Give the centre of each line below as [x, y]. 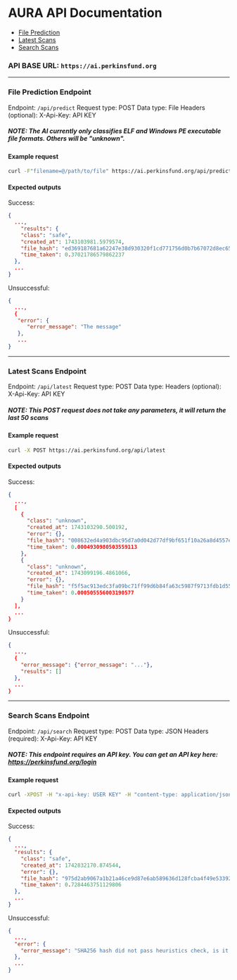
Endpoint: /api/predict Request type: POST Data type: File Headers [107, 108]
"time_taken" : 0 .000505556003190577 [80, 593]
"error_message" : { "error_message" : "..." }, [87, 665]
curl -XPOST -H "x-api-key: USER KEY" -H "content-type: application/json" [121, 795]
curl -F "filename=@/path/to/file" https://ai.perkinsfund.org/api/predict [120, 171]
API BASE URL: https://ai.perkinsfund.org [82, 65]
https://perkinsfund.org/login [52, 762]
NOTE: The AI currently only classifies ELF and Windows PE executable [115, 131]
